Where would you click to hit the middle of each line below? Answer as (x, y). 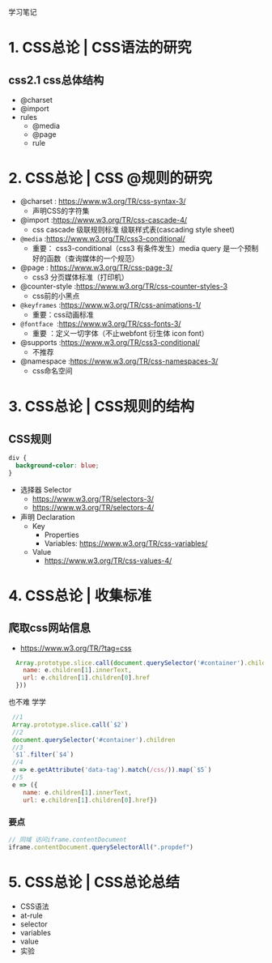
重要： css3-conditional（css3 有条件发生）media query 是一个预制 (145, 248)
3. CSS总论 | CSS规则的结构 (102, 407)
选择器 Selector (46, 489)
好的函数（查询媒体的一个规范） (85, 258)
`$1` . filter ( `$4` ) (43, 755)
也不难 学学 (27, 702)
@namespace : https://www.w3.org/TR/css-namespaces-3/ (119, 361)
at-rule (31, 915)
